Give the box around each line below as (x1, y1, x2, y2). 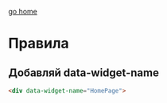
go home (8, 7, 38, 16)
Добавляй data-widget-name (8, 66, 159, 79)
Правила (8, 35, 69, 52)
